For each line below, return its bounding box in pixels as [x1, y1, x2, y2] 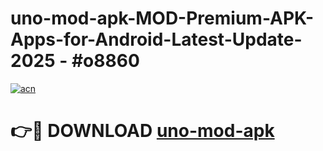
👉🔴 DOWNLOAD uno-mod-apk [10, 120, 275, 142]
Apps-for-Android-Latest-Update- [10, 28, 303, 51]
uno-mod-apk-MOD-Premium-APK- [10, 7, 315, 30]
